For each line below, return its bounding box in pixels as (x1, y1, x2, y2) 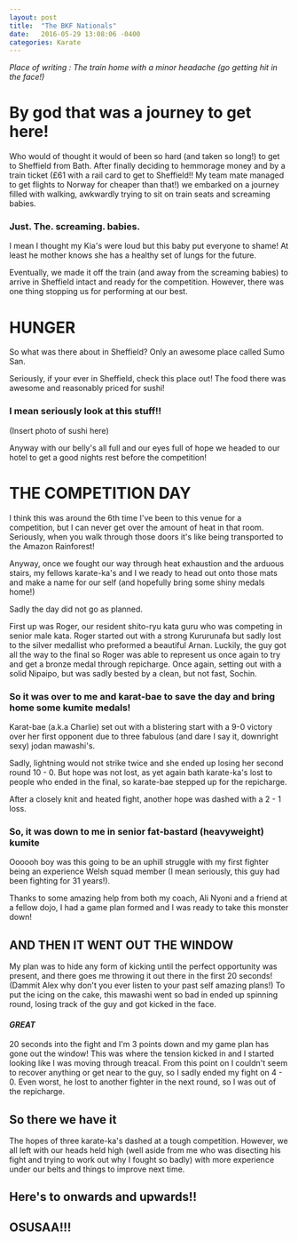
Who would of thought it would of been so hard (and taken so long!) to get (9, 151, 280, 162)
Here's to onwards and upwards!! (9, 1189, 198, 1205)
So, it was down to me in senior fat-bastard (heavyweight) (9, 825, 264, 837)
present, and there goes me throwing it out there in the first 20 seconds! (9, 971, 273, 981)
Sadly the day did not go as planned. (9, 604, 144, 614)
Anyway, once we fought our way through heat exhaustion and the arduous (9, 557, 285, 569)
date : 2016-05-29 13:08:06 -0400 (9, 29, 141, 38)
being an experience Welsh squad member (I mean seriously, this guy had (9, 866, 280, 877)
